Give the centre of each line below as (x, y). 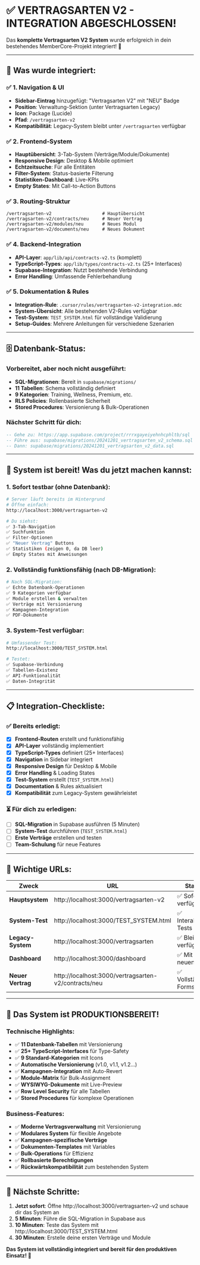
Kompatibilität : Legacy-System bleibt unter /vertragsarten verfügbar (100, 126)
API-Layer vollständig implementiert (59, 746)
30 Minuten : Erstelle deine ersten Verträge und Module (83, 1238)
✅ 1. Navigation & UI (35, 88)
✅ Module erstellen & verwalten (47, 599)
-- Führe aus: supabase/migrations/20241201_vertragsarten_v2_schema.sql (100, 440)
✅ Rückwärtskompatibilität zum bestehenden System (82, 1167)
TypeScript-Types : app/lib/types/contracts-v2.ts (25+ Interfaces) (99, 263)
